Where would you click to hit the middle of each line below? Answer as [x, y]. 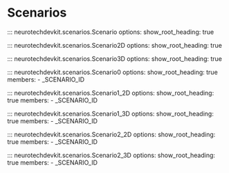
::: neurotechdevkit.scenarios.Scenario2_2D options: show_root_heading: [111, 134]
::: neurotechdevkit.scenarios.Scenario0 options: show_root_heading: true [112, 72]
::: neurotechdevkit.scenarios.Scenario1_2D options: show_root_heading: [111, 93]
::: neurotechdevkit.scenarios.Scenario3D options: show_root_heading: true [115, 58]
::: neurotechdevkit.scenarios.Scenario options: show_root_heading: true [111, 32]
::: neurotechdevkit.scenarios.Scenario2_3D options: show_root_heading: [111, 155]
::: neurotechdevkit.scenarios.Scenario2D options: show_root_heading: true [115, 45]
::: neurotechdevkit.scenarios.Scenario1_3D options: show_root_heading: [111, 113]
